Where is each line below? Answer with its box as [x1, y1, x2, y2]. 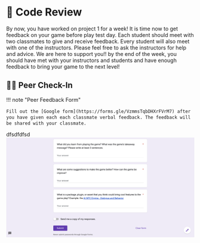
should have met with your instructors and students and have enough [6, 57, 177, 64]
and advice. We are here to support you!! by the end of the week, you [6, 50, 177, 57]
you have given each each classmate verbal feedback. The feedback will [6, 114, 191, 120]
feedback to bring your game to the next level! [6, 63, 120, 70]
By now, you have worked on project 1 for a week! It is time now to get [6, 25, 178, 32]
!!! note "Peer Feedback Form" [6, 96, 81, 103]
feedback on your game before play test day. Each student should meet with [6, 31, 194, 38]
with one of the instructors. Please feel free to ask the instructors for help [6, 44, 187, 51]
